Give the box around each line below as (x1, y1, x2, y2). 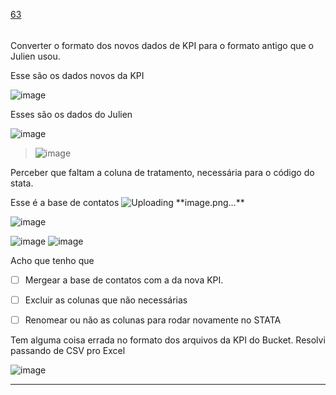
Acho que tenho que (10, 254, 95, 266)
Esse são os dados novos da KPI (10, 69, 145, 81)
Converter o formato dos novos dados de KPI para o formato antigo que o (10, 39, 314, 51)
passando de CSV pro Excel (10, 344, 126, 356)
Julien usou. (10, 50, 61, 62)
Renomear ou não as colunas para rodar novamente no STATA (24, 314, 282, 326)
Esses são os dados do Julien (10, 108, 133, 120)
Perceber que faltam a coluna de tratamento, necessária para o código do (10, 166, 315, 178)
